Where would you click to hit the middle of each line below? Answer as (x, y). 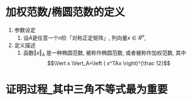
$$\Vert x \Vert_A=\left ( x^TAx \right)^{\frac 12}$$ (109, 63)
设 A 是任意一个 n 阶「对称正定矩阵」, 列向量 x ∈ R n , (84, 37)
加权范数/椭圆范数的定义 (65, 12)
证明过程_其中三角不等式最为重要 (87, 89)
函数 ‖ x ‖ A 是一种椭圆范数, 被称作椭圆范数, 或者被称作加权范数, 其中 (105, 53)
